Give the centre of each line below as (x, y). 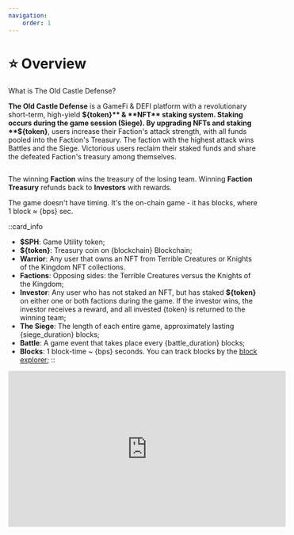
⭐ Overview (48, 63)
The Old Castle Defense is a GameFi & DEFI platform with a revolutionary (128, 106)
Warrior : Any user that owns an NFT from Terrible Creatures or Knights (136, 259)
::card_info (26, 227)
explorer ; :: (37, 360)
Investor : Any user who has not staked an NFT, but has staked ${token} (137, 292)
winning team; (43, 318)
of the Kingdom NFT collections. (73, 267)
